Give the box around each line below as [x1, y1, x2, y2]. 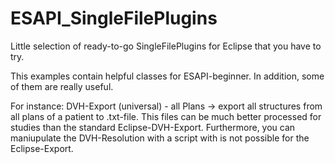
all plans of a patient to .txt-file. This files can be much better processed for [10, 110, 322, 122]
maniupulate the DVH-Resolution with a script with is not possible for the [10, 132, 310, 144]
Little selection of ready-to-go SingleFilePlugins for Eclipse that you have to [10, 40, 322, 52]
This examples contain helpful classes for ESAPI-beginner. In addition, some [10, 70, 325, 82]
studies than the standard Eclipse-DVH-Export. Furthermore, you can [10, 121, 296, 133]
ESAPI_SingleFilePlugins [10, 7, 218, 30]
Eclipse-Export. [10, 142, 74, 154]
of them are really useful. [10, 80, 114, 92]
